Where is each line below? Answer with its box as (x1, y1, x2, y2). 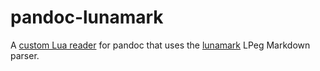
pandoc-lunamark (10, 6, 164, 29)
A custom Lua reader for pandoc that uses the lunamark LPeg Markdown (10, 39, 311, 51)
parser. (10, 49, 40, 61)
